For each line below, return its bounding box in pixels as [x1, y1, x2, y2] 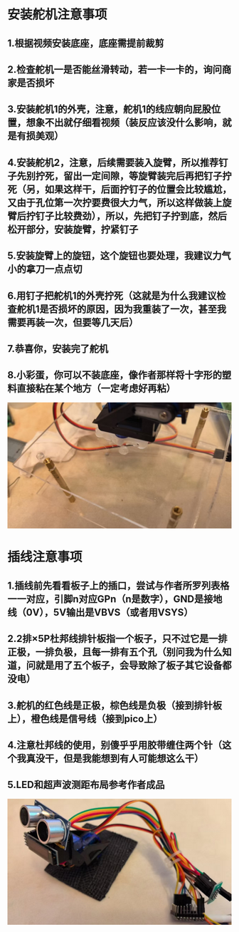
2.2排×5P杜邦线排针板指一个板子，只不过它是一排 [7, 633, 228, 645]
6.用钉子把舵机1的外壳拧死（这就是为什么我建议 [7, 289, 217, 301]
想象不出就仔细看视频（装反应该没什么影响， [26, 117, 223, 129]
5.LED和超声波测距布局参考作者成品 [7, 779, 165, 791]
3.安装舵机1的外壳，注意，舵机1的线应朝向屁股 [7, 103, 212, 115]
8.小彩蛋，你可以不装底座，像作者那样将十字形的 [7, 369, 223, 381]
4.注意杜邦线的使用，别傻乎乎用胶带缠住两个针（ [7, 739, 223, 751]
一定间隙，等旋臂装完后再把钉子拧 [81, 170, 232, 182]
